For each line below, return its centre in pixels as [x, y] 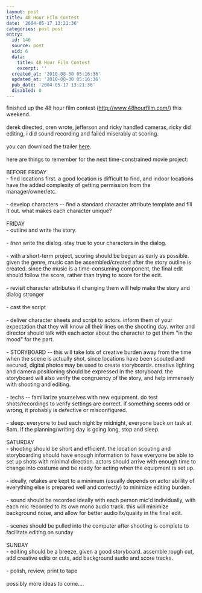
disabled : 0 [27, 91]
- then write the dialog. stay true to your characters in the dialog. [87, 243]
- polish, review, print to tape [42, 571]
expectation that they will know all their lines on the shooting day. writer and [100, 326]
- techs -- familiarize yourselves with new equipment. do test [82, 397]
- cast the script [26, 307]
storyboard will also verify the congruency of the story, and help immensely [100, 378]
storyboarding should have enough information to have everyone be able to [100, 455]
